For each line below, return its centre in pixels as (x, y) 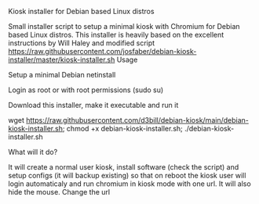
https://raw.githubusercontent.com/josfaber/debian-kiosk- (102, 51)
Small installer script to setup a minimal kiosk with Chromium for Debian (124, 26)
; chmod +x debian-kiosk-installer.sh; (122, 129)
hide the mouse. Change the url (59, 192)
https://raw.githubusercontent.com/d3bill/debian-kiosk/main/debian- (137, 120)
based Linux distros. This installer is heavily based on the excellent (116, 35)
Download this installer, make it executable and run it (93, 105)
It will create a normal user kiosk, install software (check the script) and (124, 167)
